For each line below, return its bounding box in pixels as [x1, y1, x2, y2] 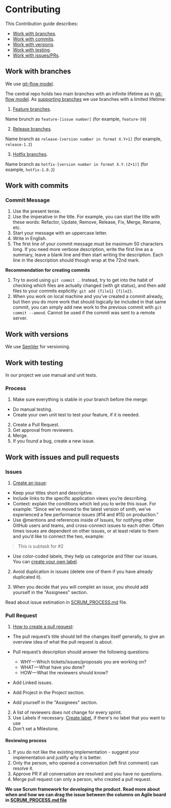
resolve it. [12, 765, 34, 771]
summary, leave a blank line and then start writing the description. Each [12, 252, 163, 258]
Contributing [5, 4, 61, 15]
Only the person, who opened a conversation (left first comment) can [12, 759, 159, 766]
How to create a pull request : [12, 624, 74, 630]
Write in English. [12, 236, 47, 242]
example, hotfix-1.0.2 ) [5, 166, 55, 173]
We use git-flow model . [5, 80, 55, 87]
